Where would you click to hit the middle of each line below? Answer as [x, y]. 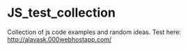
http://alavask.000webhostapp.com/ [60, 39]
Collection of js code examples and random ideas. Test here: [94, 32]
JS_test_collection [62, 13]
